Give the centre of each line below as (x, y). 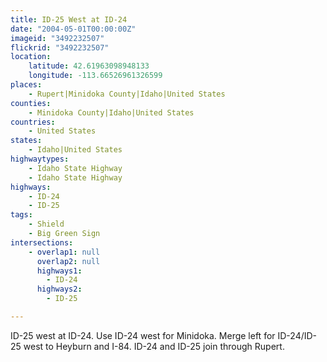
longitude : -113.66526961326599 (95, 76)
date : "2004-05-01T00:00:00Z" (73, 29)
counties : (31, 103)
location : (31, 57)
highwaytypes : (40, 159)
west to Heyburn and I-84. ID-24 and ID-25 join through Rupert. (154, 346)
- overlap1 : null (64, 252)
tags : (21, 215)
